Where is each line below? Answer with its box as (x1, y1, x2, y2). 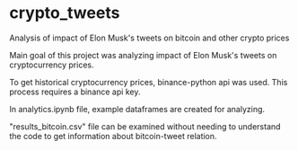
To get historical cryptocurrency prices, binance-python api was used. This (9, 76, 288, 87)
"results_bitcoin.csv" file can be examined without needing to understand (9, 120, 281, 132)
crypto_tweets (9, 3, 120, 23)
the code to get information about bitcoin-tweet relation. (9, 130, 217, 141)
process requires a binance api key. (9, 86, 141, 97)
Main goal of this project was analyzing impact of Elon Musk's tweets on (9, 49, 277, 60)
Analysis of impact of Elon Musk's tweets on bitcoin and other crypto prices (9, 32, 290, 43)
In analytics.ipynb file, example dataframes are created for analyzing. (9, 103, 266, 114)
